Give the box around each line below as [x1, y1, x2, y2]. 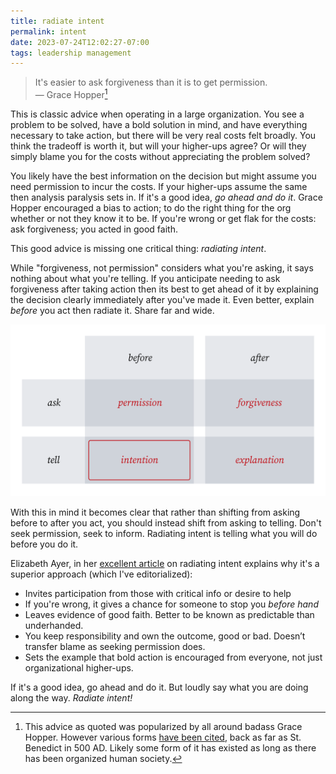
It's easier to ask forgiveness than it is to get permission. [34, 76, 268, 89]
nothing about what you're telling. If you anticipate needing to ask [10, 272, 281, 284]
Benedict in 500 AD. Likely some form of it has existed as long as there [24, 741, 317, 754]
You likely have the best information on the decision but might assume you [10, 170, 317, 182]
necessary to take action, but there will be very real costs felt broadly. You [10, 129, 317, 141]
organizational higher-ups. [24, 661, 134, 674]
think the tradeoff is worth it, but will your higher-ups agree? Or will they [10, 140, 307, 152]
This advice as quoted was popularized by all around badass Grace [24, 720, 303, 732]
